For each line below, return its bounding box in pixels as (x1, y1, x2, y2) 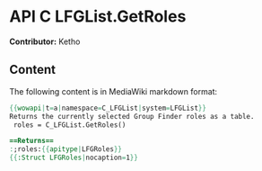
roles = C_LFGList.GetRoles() (13, 120, 127, 130)
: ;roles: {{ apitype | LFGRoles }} (9, 145, 123, 154)
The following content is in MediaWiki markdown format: (9, 85, 218, 96)
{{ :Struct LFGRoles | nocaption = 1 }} (9, 153, 139, 163)
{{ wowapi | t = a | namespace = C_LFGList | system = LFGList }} (9, 103, 206, 112)
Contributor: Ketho (9, 36, 81, 47)
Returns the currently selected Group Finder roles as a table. (9, 112, 255, 121)
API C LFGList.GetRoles (9, 6, 187, 27)
